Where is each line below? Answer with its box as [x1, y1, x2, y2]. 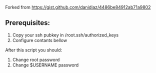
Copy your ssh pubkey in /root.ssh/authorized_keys [12, 32, 119, 38]
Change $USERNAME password [12, 62, 79, 68]
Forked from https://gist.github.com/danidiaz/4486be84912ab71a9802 [5, 4, 151, 10]
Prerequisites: [5, 18, 50, 27]
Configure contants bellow [12, 37, 67, 43]
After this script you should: [5, 47, 62, 53]
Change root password [12, 56, 60, 62]
